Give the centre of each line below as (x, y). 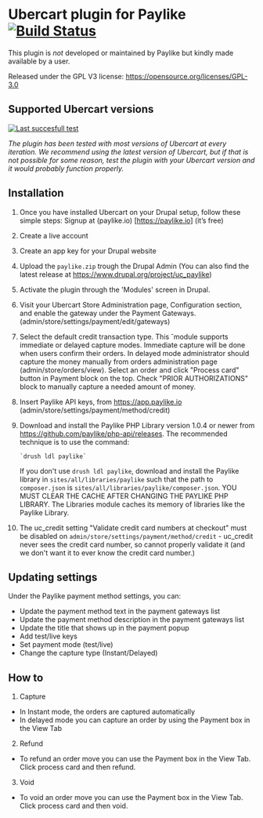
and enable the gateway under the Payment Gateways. (108, 313)
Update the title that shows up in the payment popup (104, 628)
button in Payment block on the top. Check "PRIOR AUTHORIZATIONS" (134, 378)
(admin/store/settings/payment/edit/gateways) (95, 321)
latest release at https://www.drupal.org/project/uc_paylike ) (116, 274)
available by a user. (39, 61)
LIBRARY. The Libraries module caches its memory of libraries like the (132, 504)
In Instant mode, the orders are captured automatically (107, 712)
